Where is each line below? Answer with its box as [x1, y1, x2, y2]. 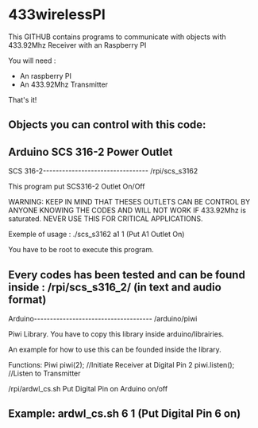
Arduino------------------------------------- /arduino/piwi [8, 313, 198, 323]
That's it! [8, 95, 37, 104]
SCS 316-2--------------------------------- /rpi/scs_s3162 [8, 166, 198, 176]
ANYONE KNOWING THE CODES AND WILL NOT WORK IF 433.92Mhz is [8, 205, 246, 216]
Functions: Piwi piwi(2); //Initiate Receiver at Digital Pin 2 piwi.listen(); [8, 360, 235, 369]
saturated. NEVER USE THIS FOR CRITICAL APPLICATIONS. [8, 214, 204, 224]
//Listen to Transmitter [8, 368, 81, 378]
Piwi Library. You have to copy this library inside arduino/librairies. [8, 329, 225, 339]
